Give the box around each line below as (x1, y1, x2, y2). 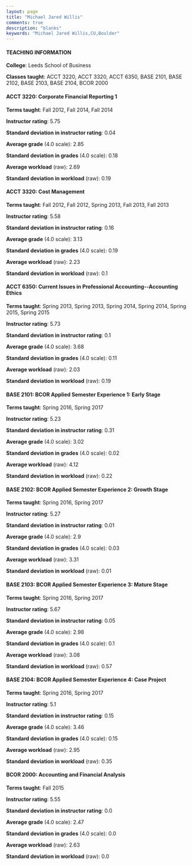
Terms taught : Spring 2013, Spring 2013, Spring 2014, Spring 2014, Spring (6, 302, 187, 309)
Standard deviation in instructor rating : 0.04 (6, 129, 116, 136)
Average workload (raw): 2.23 (6, 258, 81, 265)
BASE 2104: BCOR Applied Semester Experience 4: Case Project (6, 676, 167, 684)
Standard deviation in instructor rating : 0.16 (6, 224, 114, 231)
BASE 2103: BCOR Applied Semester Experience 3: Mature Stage (6, 581, 168, 588)
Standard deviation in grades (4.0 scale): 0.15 (6, 735, 118, 742)
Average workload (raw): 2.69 (6, 163, 81, 170)
